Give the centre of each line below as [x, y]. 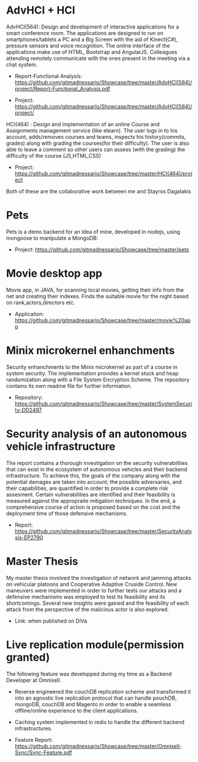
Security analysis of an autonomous [97, 434]
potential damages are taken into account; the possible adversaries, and [94, 482]
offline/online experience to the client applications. [76, 710]
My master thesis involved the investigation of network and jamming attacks [99, 578]
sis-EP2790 [29, 537]
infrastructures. [33, 728]
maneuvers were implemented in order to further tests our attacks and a [94, 590]
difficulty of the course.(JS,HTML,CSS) [54, 155]
